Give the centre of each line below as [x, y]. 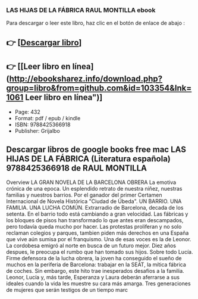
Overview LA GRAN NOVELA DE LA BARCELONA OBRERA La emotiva [91, 182]
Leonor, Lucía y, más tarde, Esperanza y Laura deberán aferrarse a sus [93, 278]
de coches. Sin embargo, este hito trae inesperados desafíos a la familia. [95, 271]
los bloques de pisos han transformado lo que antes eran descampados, [95, 220]
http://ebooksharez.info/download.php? [86, 79]
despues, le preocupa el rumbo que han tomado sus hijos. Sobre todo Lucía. [100, 252]
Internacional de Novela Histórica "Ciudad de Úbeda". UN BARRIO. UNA [94, 201]
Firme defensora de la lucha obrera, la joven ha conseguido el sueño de [94, 258]
